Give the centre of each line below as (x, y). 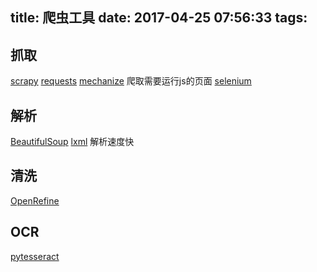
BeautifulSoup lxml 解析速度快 (72, 142)
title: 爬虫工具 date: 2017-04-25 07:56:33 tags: (159, 18)
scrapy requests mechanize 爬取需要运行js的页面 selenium (131, 81)
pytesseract (35, 256)
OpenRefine (35, 200)
